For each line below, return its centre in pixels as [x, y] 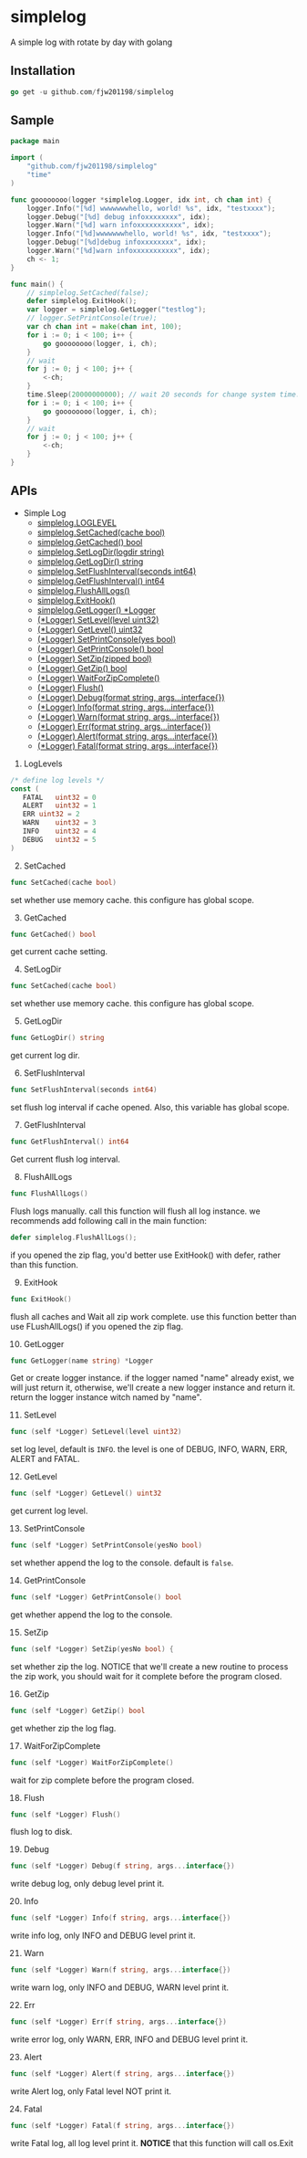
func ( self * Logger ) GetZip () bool [78, 1711]
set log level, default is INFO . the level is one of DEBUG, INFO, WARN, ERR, [149, 1449]
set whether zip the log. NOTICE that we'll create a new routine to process [149, 1666]
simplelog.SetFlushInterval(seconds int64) [117, 571]
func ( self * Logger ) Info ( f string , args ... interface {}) [121, 1918]
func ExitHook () [41, 1299]
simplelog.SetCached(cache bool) [101, 532]
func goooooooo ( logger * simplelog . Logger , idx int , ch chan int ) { [141, 200]
